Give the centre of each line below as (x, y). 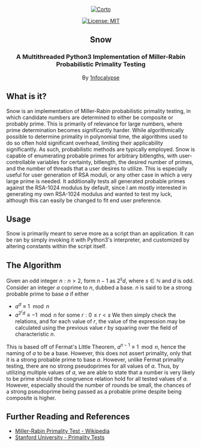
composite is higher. (31, 398)
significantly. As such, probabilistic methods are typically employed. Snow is (100, 149)
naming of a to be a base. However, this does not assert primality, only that (99, 353)
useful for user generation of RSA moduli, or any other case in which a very (99, 175)
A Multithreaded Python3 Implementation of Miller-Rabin (101, 57)
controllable (21, 162)
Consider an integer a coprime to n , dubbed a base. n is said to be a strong (99, 287)
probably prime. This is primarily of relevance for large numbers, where (94, 124)
